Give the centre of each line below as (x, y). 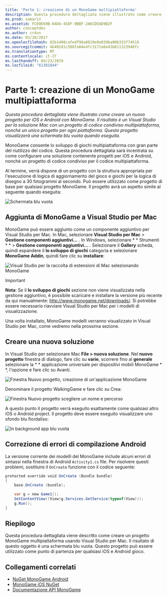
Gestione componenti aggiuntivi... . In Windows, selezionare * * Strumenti (82, 240)
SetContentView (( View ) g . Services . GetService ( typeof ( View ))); (79, 499)
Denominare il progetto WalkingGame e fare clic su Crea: (64, 389)
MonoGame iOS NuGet (36, 585)
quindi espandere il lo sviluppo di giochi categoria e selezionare (71, 250)
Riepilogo (20, 524)
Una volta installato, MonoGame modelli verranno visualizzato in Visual (78, 321)
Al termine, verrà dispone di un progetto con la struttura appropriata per (79, 171)
